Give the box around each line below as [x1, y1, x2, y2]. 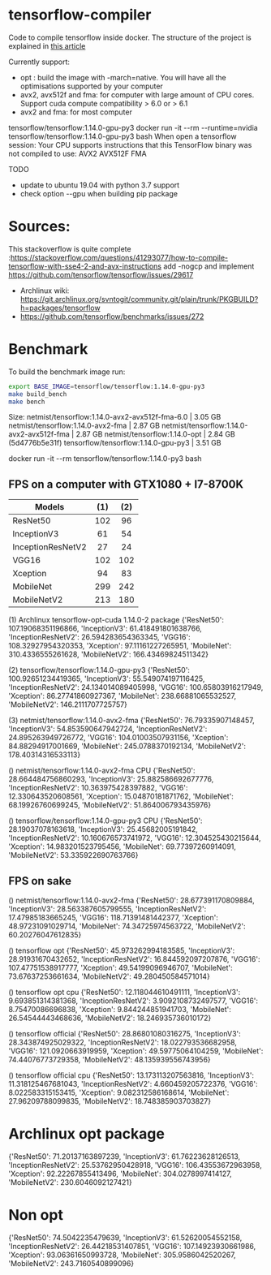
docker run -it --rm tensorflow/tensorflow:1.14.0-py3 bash [8, 454, 202, 463]
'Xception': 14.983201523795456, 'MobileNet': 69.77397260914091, [8, 842, 237, 851]
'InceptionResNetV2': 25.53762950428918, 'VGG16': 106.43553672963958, [8, 1161, 262, 1169]
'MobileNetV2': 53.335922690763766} [8, 851, 139, 860]
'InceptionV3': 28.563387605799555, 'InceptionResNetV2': [8, 904, 207, 914]
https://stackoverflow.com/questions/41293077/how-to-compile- [11, 252, 229, 262]
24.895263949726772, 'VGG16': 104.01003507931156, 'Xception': [8, 733, 229, 743]
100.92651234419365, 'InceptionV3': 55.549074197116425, [8, 674, 205, 683]
